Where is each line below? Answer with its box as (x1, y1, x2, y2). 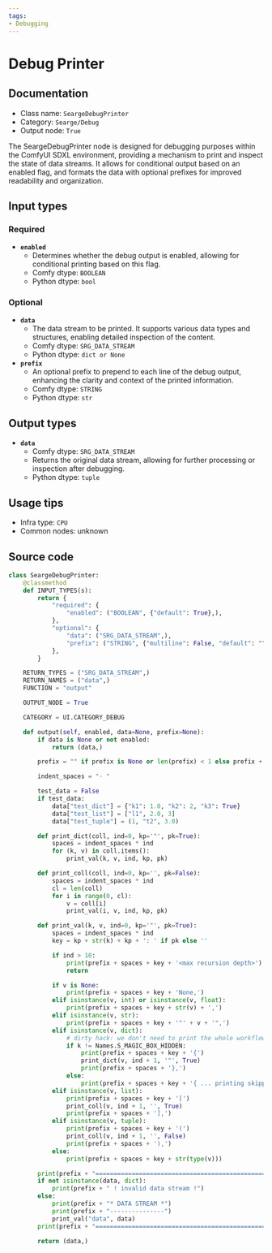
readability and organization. (8, 175, 104, 185)
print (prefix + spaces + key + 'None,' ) (66, 988, 205, 997)
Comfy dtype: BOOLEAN (32, 268, 106, 278)
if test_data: (37, 795, 85, 803)
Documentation (8, 87, 89, 101)
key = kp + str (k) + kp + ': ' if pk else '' (51, 937, 208, 945)
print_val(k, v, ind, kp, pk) (66, 854, 168, 863)
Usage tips (8, 496, 64, 510)
